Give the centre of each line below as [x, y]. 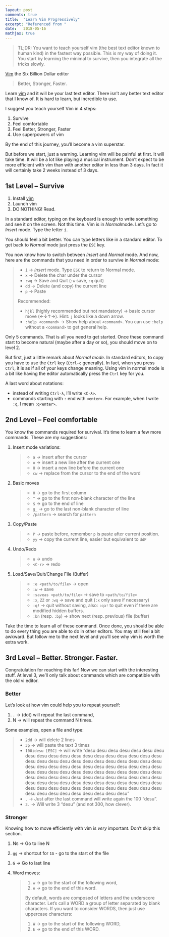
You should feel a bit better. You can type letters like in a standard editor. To [84, 239]
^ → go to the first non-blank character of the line [84, 498]
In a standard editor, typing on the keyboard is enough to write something [81, 219]
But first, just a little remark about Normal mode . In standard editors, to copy [84, 357]
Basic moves [26, 483]
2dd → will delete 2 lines [50, 740]
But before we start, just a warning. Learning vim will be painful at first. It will [85, 154]
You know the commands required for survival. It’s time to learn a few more [83, 432]
